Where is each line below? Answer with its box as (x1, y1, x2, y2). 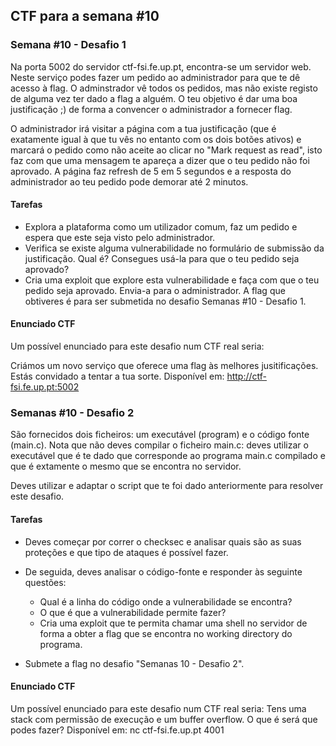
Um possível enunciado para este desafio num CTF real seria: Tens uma (10, 702, 307, 714)
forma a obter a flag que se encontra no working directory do (39, 627, 293, 639)
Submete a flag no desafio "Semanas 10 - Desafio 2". (24, 657, 245, 669)
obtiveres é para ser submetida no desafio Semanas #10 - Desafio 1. (24, 295, 307, 307)
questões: (24, 576, 67, 588)
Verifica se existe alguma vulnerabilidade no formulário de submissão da (24, 242, 325, 254)
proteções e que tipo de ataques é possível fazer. (24, 546, 229, 558)
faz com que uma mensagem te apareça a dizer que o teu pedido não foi (10, 154, 310, 166)
